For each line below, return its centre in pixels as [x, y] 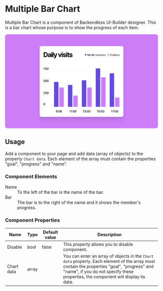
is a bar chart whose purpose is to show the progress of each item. [72, 27]
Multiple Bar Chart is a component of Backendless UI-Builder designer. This [81, 22]
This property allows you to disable [98, 244]
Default [50, 232]
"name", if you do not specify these [98, 272]
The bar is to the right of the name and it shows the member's [79, 203]
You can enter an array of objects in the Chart [108, 256]
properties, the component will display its [104, 277]
